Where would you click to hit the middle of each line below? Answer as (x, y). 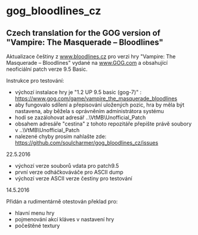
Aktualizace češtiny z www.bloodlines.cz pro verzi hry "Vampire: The (91, 57)
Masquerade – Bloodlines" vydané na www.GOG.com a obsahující (87, 63)
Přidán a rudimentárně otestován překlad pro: (62, 201)
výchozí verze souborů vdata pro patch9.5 (67, 166)
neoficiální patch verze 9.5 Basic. (47, 69)
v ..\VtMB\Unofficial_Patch (47, 130)
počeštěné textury (37, 225)
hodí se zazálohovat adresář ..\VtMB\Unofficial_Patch (80, 117)
